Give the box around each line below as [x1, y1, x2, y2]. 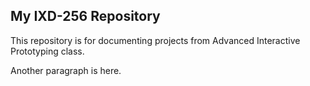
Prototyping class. [10, 45, 85, 57]
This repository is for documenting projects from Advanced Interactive [10, 34, 301, 46]
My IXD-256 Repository [10, 8, 161, 25]
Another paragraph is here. [10, 64, 122, 76]
